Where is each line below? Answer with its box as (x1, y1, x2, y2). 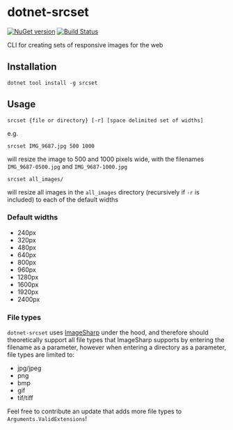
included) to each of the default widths (7, 195, 119, 204)
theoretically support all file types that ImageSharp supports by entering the (7, 336, 225, 344)
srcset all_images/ (7, 176, 64, 183)
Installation (7, 61, 57, 73)
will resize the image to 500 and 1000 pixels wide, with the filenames (7, 155, 204, 163)
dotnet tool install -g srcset (7, 79, 98, 86)
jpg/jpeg (17, 364, 42, 373)
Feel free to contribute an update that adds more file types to (7, 407, 182, 415)
